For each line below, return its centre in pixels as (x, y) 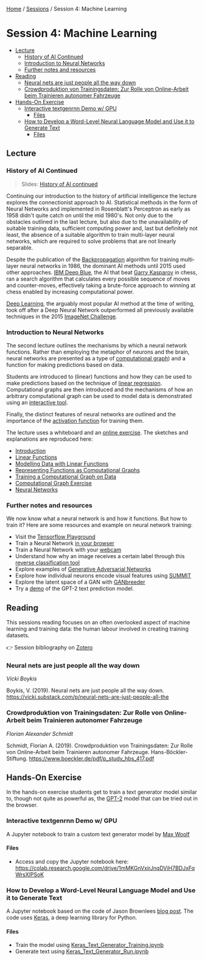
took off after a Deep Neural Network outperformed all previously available (100, 310)
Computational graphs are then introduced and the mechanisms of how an (100, 390)
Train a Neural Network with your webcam (68, 550)
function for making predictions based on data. (65, 365)
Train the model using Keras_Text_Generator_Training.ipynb (90, 945)
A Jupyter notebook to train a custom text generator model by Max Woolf (98, 834)
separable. (20, 247)
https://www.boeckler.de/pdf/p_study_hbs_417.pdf (92, 758)
